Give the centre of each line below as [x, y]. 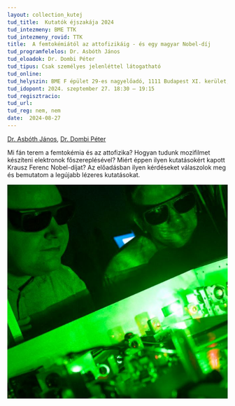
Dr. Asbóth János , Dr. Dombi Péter [57, 139]
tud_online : [24, 73]
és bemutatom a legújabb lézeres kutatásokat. [74, 174]
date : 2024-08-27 [34, 118]
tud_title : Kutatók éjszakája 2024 [60, 22]
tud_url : [20, 104]
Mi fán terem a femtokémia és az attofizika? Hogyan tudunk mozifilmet [109, 152]
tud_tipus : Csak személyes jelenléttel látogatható [84, 66]
